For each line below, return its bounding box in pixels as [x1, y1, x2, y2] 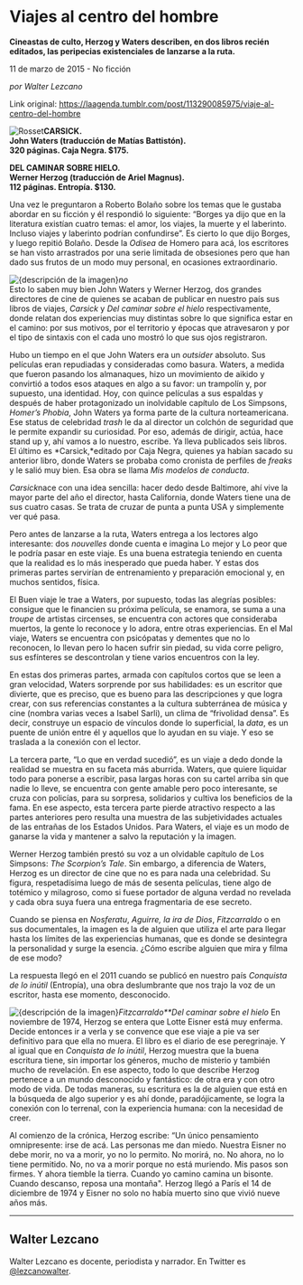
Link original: [9, 98, 57, 109]
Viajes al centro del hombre [9, 6, 219, 27]
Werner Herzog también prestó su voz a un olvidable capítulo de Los [9, 848, 264, 859]
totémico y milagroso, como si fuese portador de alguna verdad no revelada [9, 886, 291, 897]
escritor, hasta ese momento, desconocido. [9, 988, 170, 1000]
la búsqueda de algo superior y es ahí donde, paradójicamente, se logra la [9, 1092, 286, 1104]
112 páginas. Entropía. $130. [9, 181, 116, 192]
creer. [9, 1112, 32, 1123]
